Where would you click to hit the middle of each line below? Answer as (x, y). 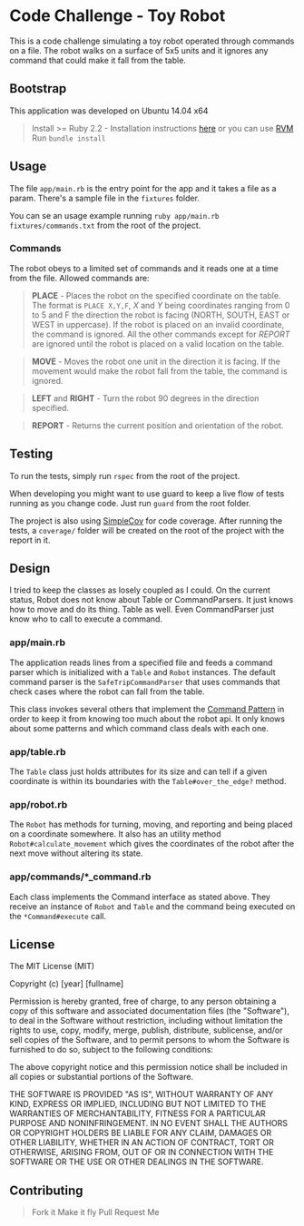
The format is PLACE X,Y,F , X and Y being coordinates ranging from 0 (161, 305)
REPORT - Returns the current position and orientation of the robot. (157, 425)
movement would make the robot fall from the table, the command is (159, 371)
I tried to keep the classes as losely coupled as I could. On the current (140, 590)
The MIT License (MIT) (52, 966)
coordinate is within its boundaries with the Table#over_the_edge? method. (148, 781)
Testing (31, 454)
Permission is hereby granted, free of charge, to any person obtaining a (143, 1001)
